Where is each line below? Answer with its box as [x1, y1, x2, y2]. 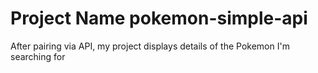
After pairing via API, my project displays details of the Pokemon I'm [10, 40, 290, 52]
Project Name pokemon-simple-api [10, 7, 308, 30]
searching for [10, 50, 66, 62]
